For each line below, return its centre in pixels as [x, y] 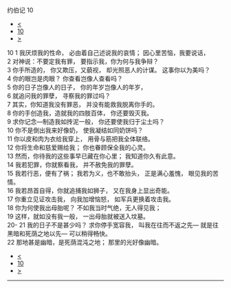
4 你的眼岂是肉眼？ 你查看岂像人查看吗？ [65, 79]
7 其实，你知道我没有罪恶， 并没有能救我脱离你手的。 [83, 104]
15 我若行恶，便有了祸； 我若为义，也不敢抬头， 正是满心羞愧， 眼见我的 [110, 173]
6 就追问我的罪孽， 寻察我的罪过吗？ [59, 96]
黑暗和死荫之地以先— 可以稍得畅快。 [59, 234]
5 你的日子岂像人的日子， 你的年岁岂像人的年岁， [77, 87]
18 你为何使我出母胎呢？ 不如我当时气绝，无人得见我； [84, 208]
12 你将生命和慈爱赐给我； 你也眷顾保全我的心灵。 [78, 147]
